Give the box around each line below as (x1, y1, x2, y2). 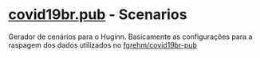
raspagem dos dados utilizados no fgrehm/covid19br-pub (8, 40, 198, 49)
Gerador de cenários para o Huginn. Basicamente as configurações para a (8, 32, 253, 41)
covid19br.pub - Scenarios (8, 6, 187, 24)
